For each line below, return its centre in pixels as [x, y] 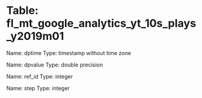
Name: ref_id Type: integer [40, 76]
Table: [23, 11]
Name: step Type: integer [38, 88]
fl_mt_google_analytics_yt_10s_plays [101, 23]
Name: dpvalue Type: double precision [55, 65]
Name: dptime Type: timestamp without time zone [69, 53]
